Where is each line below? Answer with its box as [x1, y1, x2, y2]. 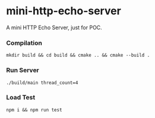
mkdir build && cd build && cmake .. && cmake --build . [6, 52, 150, 58]
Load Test [6, 94, 36, 102]
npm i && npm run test [6, 107, 62, 113]
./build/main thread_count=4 [6, 79, 78, 86]
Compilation [6, 39, 43, 47]
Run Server [6, 66, 40, 74]
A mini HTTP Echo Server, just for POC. [6, 24, 102, 31]
